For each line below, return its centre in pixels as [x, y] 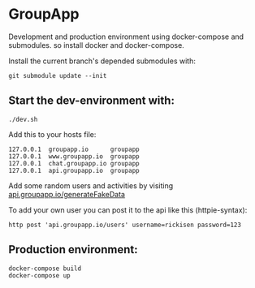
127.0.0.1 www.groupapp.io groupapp [74, 156]
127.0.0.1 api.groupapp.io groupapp [74, 170]
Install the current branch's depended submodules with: [102, 61]
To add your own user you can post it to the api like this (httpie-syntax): [128, 210]
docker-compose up [39, 275]
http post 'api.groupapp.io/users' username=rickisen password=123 [125, 225]
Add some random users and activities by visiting [91, 185]
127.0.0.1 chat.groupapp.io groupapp [74, 163]
